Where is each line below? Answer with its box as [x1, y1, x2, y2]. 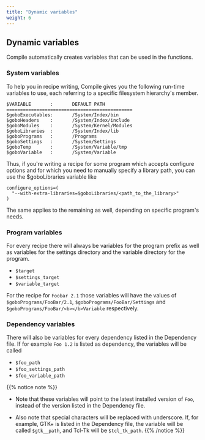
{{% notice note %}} [6, 384, 58, 391]
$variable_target [15, 281, 60, 287]
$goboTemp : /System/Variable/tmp [6, 144, 127, 150]
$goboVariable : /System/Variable [6, 149, 116, 155]
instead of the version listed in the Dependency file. [15, 402, 146, 409]
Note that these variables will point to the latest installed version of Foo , [15, 395, 195, 403]
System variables [6, 69, 59, 77]
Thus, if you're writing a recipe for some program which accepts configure [6, 160, 195, 167]
